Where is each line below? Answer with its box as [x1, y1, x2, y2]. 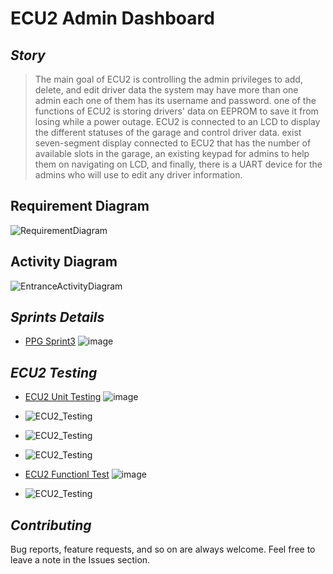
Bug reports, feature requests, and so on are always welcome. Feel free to [10, 543, 316, 556]
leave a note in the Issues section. [10, 554, 151, 566]
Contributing [10, 517, 92, 534]
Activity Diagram [10, 253, 118, 271]
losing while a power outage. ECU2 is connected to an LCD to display [34, 116, 321, 127]
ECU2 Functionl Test [24, 468, 110, 481]
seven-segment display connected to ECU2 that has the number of [34, 137, 312, 149]
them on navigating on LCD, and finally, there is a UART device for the [34, 158, 323, 170]
